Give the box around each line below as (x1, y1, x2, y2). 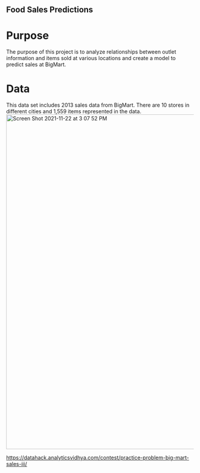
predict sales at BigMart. (6, 61, 67, 68)
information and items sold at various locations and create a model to (6, 55, 176, 62)
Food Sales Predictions (6, 5, 93, 15)
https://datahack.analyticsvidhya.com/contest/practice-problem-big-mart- (6, 454, 189, 461)
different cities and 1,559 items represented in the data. (6, 108, 142, 115)
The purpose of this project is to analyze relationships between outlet (6, 48, 177, 55)
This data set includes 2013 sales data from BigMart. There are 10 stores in (6, 101, 190, 109)
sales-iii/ (6, 460, 27, 468)
